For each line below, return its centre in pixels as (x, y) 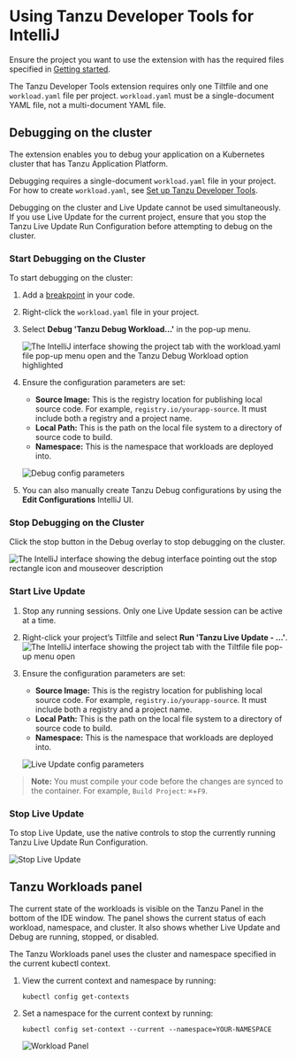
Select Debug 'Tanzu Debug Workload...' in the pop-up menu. (136, 329)
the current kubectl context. (60, 963)
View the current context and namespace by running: (119, 980)
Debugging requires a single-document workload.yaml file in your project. (143, 181)
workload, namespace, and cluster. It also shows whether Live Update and (145, 927)
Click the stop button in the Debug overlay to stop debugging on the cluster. (147, 542)
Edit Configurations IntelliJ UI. (78, 500)
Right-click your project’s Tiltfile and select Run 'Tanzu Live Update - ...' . (155, 637)
